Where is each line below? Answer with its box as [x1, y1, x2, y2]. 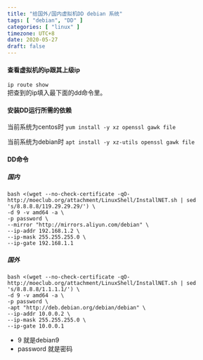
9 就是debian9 [17, 335, 60, 344]
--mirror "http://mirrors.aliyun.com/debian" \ [7, 221, 150, 228]
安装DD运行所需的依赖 [7, 106, 72, 114]
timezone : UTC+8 [7, 29, 55, 37]
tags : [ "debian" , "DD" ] [7, 17, 83, 24]
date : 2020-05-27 [7, 36, 58, 44]
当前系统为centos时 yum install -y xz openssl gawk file [7, 123, 176, 131]
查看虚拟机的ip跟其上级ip [7, 65, 81, 74]
